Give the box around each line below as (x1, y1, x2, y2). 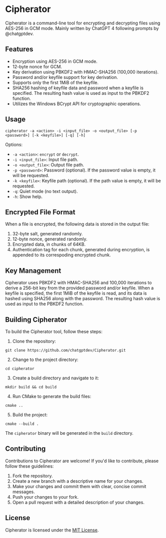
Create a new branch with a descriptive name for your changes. (12, 478, 144, 484)
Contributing (5, 445, 46, 453)
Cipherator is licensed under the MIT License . (5, 527, 99, 533)
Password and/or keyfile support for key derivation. (12, 74, 118, 80)
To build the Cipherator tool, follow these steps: (5, 329, 103, 335)
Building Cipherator (5, 315, 67, 324)
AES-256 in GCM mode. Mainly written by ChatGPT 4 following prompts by (5, 25, 159, 31)
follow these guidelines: (5, 463, 54, 469)
